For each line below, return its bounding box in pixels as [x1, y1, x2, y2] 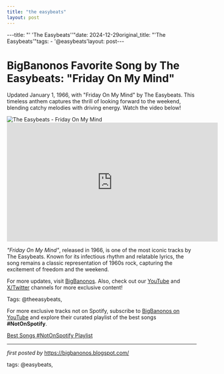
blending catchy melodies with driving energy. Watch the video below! [7, 104, 181, 112]
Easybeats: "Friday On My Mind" [7, 71, 175, 85]
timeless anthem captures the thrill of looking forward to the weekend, [7, 98, 181, 105]
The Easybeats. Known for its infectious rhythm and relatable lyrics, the [7, 253, 184, 260]
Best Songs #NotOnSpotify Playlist [7, 332, 93, 339]
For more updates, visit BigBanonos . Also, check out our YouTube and [7, 277, 180, 285]
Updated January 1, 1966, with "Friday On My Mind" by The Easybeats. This [7, 91, 195, 98]
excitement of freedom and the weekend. [7, 266, 110, 273]
